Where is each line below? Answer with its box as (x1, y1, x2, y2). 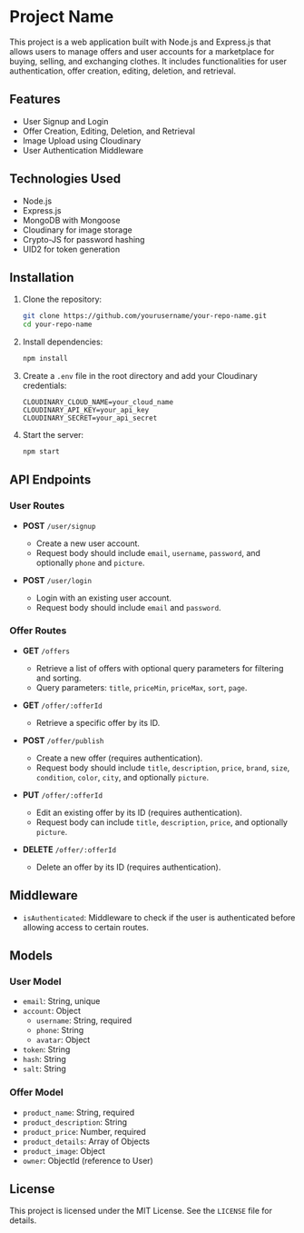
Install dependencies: (22, 336, 103, 347)
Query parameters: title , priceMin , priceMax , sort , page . (35, 681, 248, 692)
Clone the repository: (22, 293, 103, 305)
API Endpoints (9, 472, 92, 488)
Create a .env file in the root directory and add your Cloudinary (22, 371, 259, 381)
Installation (9, 270, 74, 285)
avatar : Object (35, 1034, 91, 1046)
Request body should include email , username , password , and (35, 547, 261, 558)
